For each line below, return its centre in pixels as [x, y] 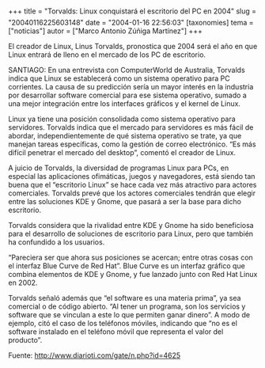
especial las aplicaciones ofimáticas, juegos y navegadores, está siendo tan [132, 176]
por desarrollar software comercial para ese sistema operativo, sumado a [127, 95]
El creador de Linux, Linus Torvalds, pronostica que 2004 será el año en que [133, 46]
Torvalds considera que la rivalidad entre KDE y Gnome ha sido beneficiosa [131, 225]
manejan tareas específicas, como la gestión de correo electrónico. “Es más [132, 144]
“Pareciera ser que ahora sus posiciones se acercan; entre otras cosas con [131, 257]
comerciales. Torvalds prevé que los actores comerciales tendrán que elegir [132, 193]
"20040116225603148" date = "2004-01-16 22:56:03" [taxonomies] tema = [131, 23]
